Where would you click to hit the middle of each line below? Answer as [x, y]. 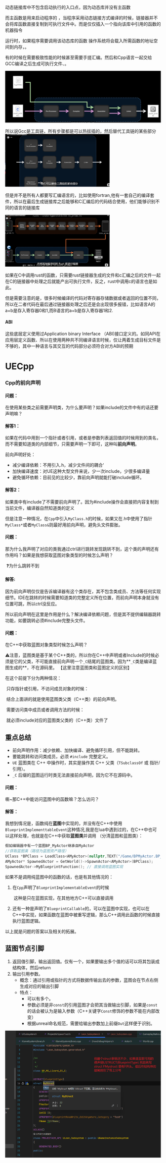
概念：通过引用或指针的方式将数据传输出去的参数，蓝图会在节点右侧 [89, 980]
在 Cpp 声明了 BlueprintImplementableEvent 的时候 [61, 887]
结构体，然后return [31, 967]
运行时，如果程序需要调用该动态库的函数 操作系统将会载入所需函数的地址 [79, 41]
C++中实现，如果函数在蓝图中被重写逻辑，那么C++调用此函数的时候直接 [86, 914]
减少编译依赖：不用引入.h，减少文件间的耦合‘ [58, 465]
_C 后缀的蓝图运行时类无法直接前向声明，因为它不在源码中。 [74, 775]
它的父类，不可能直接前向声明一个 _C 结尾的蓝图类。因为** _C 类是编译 [83, 662]
